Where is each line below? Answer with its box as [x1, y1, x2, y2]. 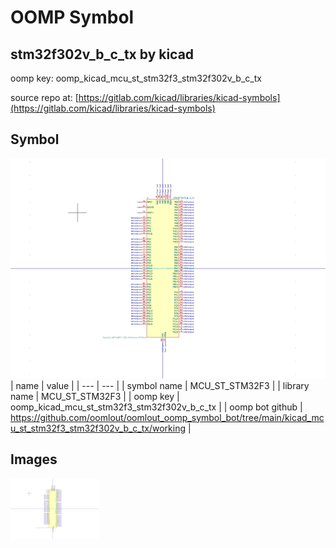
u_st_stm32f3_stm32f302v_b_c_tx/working [10, 422, 187, 434]
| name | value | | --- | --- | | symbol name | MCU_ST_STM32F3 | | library [10, 379, 310, 391]
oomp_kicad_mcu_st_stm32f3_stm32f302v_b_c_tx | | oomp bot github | [10, 401, 303, 413]
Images [10, 451, 58, 468]
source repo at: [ [10, 92, 79, 103]
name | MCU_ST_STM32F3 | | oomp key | [10, 390, 180, 402]
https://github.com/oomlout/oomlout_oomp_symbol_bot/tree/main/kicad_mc [10, 411, 325, 423]
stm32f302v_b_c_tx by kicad [10, 46, 195, 63]
